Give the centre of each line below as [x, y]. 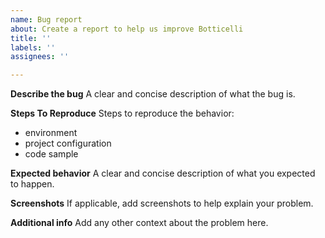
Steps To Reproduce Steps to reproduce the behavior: [122, 113]
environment [51, 133]
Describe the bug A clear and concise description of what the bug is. [153, 94]
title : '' [31, 38]
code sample [51, 154]
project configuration [68, 143]
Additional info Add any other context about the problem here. [139, 223]
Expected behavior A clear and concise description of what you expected [163, 173]
